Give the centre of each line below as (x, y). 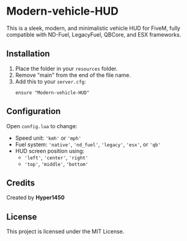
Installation (28, 54)
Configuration (34, 111)
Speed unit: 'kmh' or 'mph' (48, 138)
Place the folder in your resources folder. (66, 68)
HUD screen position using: (50, 151)
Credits (21, 183)
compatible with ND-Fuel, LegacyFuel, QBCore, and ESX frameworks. (94, 34)
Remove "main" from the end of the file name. (73, 75)
